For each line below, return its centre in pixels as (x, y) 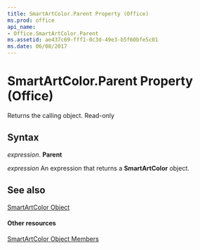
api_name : (22, 27)
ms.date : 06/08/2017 (38, 46)
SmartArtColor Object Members (53, 239)
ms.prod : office (31, 20)
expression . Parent (35, 154)
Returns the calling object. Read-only (61, 115)
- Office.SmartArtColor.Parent (53, 33)
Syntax (23, 138)
